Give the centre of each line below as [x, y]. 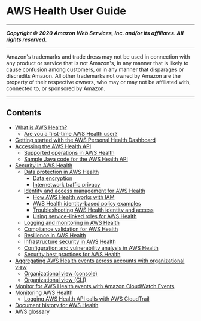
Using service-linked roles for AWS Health [85, 216]
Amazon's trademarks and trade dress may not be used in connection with [98, 56]
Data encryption [53, 178]
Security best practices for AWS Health [72, 254]
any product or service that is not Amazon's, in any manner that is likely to [98, 63]
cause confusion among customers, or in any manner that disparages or [95, 69]
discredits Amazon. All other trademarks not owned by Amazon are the [94, 75]
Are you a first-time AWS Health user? [71, 133]
